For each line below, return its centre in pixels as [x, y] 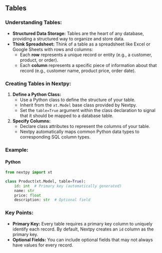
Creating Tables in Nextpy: [38, 83]
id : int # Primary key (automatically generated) [68, 186]
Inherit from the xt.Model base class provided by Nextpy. [78, 105]
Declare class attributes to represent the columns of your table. [85, 126]
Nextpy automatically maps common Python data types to [79, 131]
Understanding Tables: [34, 22]
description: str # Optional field [52, 200]
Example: [17, 149]
